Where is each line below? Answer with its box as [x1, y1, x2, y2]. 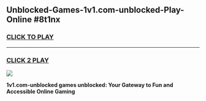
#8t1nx [33, 15, 61, 25]
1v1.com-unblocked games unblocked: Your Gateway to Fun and [6, 81, 174, 88]
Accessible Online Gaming [6, 88, 75, 95]
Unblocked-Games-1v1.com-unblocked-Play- [6, 5, 185, 15]
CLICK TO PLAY [6, 33, 54, 42]
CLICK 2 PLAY [6, 56, 49, 64]
